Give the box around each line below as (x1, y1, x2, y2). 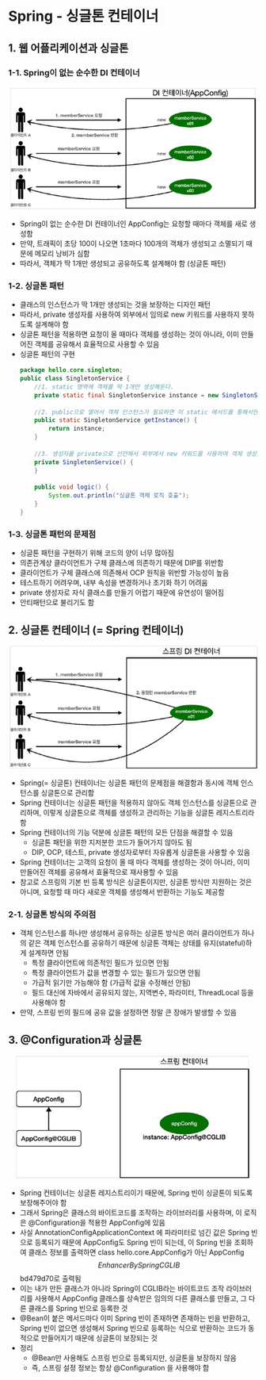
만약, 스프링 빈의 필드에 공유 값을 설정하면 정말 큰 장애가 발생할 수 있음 (19, 1008, 237, 1018)
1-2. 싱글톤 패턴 (8, 280, 65, 291)
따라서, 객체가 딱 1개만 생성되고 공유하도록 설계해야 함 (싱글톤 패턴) (19, 259, 226, 268)
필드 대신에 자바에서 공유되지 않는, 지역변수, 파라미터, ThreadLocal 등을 (31, 988, 254, 998)
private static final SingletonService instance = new (34, 391, 219, 399)
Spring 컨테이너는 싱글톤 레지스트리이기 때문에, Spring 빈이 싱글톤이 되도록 (19, 1188, 253, 1198)
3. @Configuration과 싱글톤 (8, 1033, 142, 1047)
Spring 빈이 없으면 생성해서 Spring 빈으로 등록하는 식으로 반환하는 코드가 (19, 1324, 247, 1333)
